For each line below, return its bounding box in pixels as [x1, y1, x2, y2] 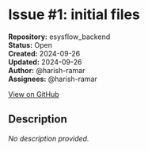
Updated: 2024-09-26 [8, 57, 82, 67]
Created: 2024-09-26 [8, 48, 81, 58]
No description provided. [8, 134, 89, 143]
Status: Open [8, 40, 53, 49]
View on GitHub [8, 89, 59, 99]
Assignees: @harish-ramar [8, 74, 97, 83]
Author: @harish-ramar [8, 65, 85, 75]
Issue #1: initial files [8, 6, 141, 24]
